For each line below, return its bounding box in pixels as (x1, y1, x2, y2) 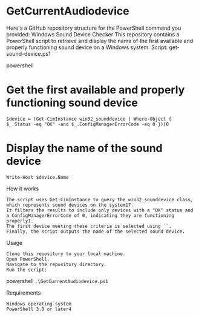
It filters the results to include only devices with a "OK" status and (6, 207, 194, 213)
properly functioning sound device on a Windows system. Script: (6, 44, 168, 51)
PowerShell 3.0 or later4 (6, 306, 71, 312)
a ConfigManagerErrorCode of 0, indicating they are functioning (6, 212, 174, 219)
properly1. (6, 218, 34, 224)
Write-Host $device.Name (6, 174, 69, 180)
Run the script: (6, 267, 47, 273)
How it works (6, 185, 39, 192)
